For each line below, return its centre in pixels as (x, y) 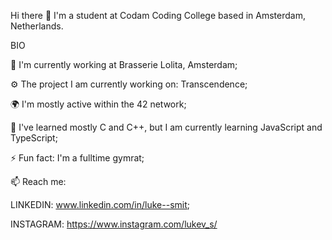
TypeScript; (34, 138)
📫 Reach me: (38, 181)
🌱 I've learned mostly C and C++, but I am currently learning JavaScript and (166, 127)
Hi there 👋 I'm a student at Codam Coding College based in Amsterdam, (158, 15)
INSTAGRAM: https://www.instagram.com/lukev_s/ (114, 224)
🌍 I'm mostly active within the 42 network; (98, 104)
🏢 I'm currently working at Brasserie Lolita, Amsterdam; (124, 64)
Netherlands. (37, 26)
